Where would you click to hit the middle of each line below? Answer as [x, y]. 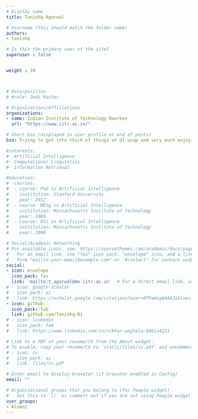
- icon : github [25, 303]
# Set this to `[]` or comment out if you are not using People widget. [100, 395]
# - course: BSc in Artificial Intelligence [63, 222]
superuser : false [29, 55]
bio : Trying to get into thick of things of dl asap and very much [91, 140]
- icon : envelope [27, 271]
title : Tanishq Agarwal [35, 17]
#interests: [21, 151]
